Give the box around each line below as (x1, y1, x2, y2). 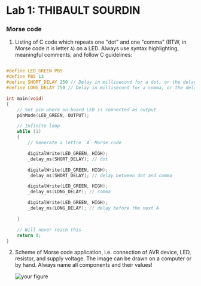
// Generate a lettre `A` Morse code (28, 140, 121, 146)
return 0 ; (17, 232, 42, 238)
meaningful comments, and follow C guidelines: (14, 51, 133, 59)
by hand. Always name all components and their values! (14, 261, 153, 269)
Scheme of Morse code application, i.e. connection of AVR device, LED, (14, 249, 191, 256)
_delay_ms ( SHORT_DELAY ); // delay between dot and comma (28, 172, 172, 178)
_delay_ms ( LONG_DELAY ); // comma (28, 189, 111, 195)
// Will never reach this (17, 227, 82, 233)
